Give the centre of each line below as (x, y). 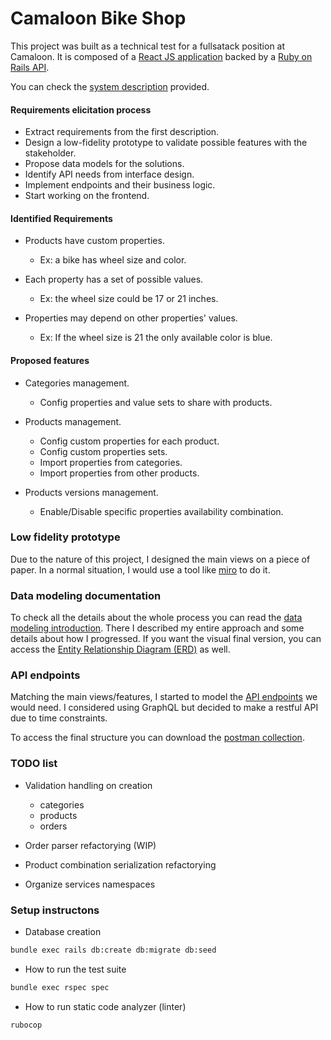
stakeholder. (50, 153)
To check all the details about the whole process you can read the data (156, 618)
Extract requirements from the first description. (122, 132)
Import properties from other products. (119, 473)
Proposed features (50, 360)
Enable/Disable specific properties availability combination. (161, 511)
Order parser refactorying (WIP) (90, 845)
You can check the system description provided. (110, 86)
